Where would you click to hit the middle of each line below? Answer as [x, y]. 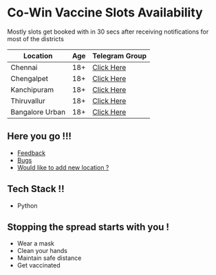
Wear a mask [36, 243]
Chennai [24, 67]
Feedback [31, 153]
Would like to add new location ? [63, 167]
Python [27, 205]
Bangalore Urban [38, 112]
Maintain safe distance [49, 258]
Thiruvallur [28, 101]
